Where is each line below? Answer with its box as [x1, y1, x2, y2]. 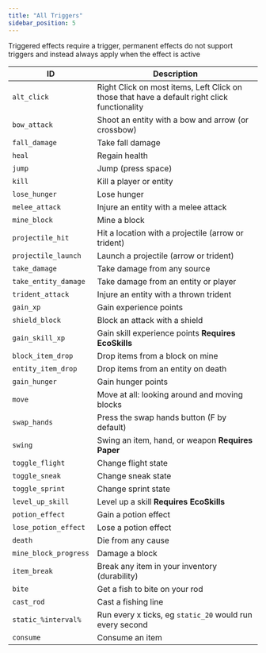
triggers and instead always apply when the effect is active [8, 49, 200, 59]
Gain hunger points [97, 376, 169, 387]
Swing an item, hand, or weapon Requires [97, 434, 253, 445]
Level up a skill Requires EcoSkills [97, 496, 226, 507]
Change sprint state [97, 483, 170, 494]
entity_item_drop [12, 364, 78, 373]
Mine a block [97, 214, 145, 225]
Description [153, 68, 198, 79]
